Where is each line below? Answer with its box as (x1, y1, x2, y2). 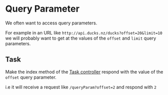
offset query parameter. (5, 74, 57, 80)
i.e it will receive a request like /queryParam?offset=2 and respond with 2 (5, 84, 157, 90)
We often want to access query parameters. (5, 20, 98, 26)
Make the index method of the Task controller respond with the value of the (5, 69, 163, 75)
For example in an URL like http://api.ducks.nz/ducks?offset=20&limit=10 (5, 29, 163, 36)
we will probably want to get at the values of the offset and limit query (5, 35, 156, 41)
